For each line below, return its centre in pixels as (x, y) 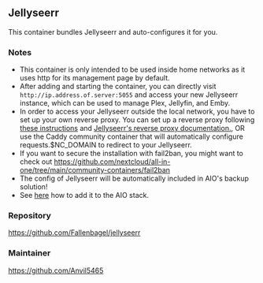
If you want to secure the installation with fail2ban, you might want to (131, 154)
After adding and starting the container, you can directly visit (118, 87)
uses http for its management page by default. (95, 78)
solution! (33, 187)
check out (36, 162)
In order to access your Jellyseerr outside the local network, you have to (137, 112)
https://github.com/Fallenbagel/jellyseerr (74, 233)
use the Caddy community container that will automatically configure (131, 136)
